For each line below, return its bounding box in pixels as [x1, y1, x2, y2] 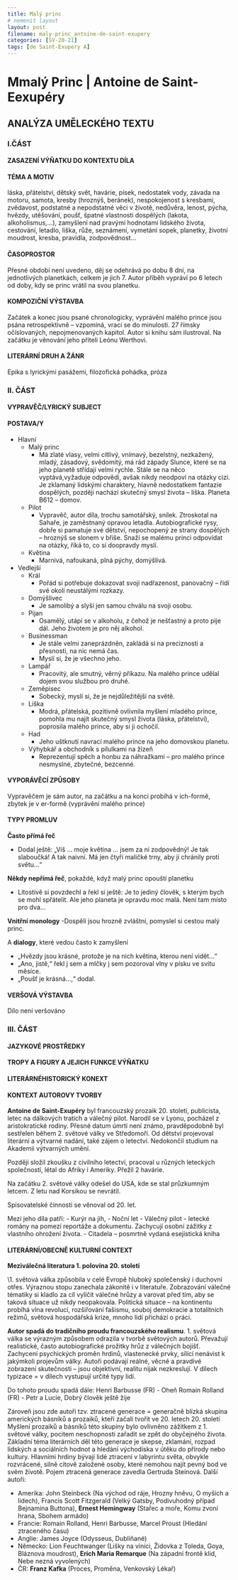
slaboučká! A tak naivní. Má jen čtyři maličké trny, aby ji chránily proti [17, 853, 220, 861]
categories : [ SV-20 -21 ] [7, 37, 78, 44]
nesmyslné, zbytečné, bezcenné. [38, 760, 136, 768]
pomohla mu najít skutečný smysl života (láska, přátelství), [38, 714, 210, 723]
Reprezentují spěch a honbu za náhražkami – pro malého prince [38, 752, 225, 761]
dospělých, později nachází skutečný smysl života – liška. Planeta [38, 488, 230, 496]
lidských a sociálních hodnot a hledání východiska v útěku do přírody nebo [7, 1445, 225, 1453]
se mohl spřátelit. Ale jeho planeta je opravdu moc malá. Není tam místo [17, 896, 227, 904]
